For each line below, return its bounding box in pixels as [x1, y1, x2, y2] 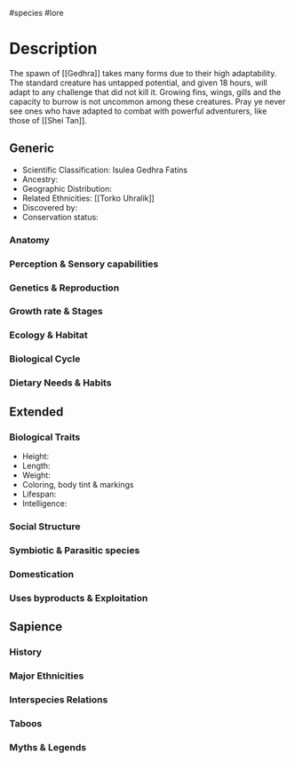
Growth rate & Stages [9, 306, 104, 318]
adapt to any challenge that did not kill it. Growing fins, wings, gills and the [9, 86, 282, 97]
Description [9, 39, 98, 59]
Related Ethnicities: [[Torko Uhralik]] [21, 193, 155, 203]
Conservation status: [21, 211, 100, 222]
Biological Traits [9, 431, 81, 443]
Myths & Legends [9, 741, 87, 753]
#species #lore [9, 8, 64, 18]
